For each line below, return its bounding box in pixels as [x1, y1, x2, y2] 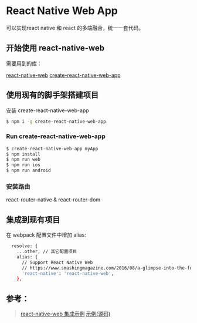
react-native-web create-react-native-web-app [6, 72, 121, 79]
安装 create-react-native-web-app [6, 107, 89, 114]
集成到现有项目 [6, 214, 60, 224]
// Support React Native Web [21, 260, 93, 265]
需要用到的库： [6, 60, 42, 67]
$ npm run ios [6, 162, 41, 168]
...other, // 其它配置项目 [16, 248, 77, 255]
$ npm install [6, 151, 41, 157]
